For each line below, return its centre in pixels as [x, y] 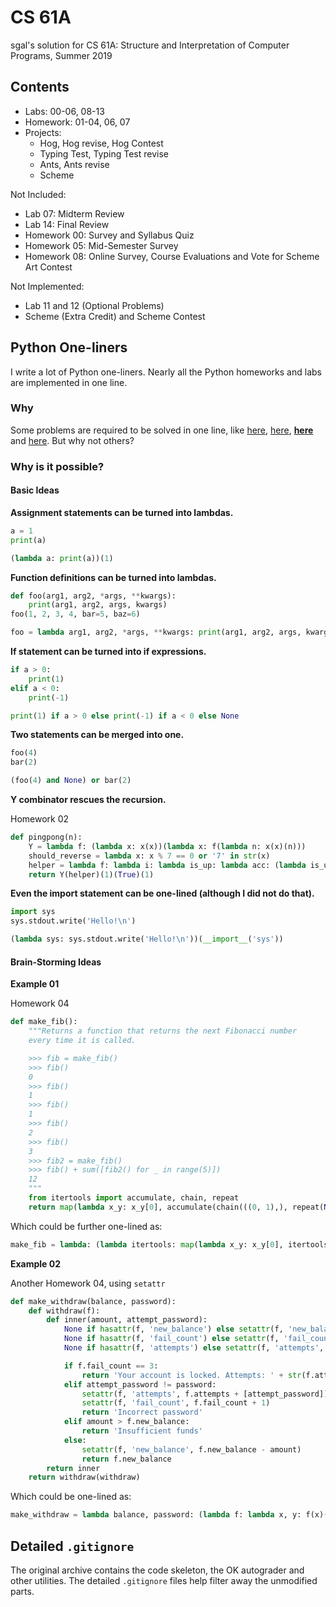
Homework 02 [40, 819]
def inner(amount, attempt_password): [127, 1320]
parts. [22, 1591]
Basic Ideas [35, 490]
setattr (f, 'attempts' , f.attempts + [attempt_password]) [205, 1394]
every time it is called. [82, 1041]
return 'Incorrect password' [142, 1412]
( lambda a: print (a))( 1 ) [62, 558]
